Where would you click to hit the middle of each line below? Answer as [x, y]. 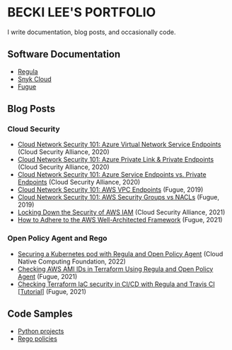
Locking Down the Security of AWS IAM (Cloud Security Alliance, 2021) [121, 212]
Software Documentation [64, 54]
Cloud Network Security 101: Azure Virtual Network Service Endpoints [119, 144]
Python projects [41, 331]
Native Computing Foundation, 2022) [71, 261]
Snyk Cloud [34, 79]
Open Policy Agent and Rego [57, 239]
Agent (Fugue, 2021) [47, 276]
